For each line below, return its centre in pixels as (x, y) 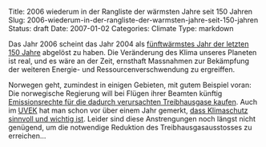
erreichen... (27, 136)
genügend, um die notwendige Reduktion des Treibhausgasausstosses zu (130, 127)
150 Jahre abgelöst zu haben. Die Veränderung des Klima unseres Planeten (133, 52)
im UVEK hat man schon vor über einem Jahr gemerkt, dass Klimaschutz (128, 110)
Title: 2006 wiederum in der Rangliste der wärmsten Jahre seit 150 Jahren (131, 12)
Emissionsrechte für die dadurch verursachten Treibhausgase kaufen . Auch (133, 102)
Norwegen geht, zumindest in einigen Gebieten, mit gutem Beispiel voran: (130, 85)
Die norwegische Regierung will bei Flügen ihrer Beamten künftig (115, 93)
